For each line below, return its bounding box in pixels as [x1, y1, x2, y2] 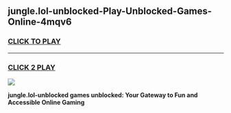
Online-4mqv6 [8, 16, 72, 28]
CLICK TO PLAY [8, 37, 61, 47]
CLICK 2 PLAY [8, 62, 56, 72]
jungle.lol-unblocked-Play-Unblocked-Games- [8, 5, 212, 17]
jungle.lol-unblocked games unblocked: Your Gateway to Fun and [8, 90, 198, 99]
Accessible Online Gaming [8, 98, 85, 106]
